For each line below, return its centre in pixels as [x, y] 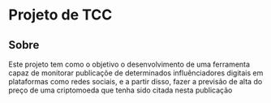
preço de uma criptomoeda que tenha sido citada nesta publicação [120, 90]
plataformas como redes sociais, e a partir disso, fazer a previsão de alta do [135, 82]
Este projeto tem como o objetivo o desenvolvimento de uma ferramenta [129, 64]
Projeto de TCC [60, 15]
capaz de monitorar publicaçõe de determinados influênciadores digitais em [136, 73]
